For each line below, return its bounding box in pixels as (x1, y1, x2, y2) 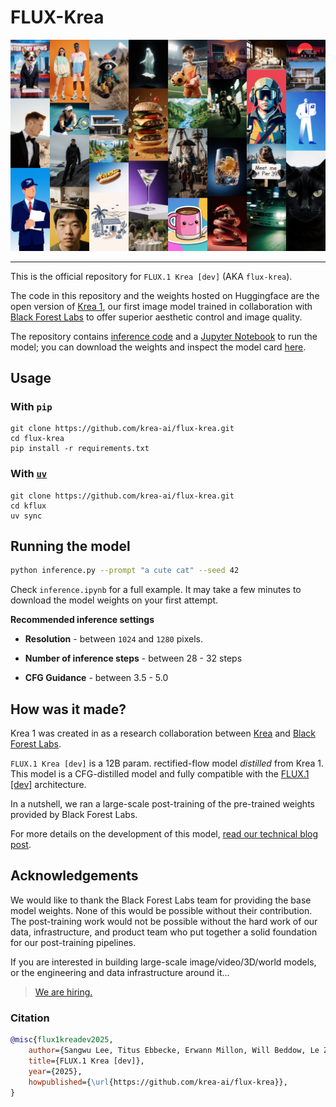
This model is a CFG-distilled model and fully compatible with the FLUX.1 (10, 768, 310, 780)
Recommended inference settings (10, 614, 155, 626)
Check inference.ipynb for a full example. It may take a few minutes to (10, 584, 302, 596)
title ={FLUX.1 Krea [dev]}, (28, 1056, 145, 1066)
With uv (10, 467, 48, 481)
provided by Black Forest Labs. (10, 809, 138, 821)
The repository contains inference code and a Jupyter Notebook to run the (10, 330, 318, 342)
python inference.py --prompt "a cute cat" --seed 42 (10, 566, 240, 576)
